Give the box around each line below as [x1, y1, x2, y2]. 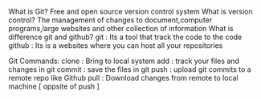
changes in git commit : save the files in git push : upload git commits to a [8, 65, 251, 74]
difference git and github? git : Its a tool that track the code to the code [8, 32, 243, 42]
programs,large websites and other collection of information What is [8, 24, 234, 33]
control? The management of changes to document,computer [8, 15, 213, 25]
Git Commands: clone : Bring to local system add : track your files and [8, 56, 239, 65]
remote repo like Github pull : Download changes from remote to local [8, 73, 239, 82]
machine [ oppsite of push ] [8, 81, 100, 91]
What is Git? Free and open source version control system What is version [8, 7, 253, 16]
